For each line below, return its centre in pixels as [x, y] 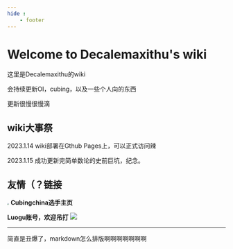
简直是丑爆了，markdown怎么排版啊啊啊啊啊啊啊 [77, 239]
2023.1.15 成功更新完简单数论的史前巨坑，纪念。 [76, 161]
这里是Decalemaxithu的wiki [46, 74]
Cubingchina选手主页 [41, 203]
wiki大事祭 [30, 128]
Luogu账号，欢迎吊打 [38, 217]
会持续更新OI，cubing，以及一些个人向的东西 [72, 89]
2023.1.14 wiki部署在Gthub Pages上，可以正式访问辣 [82, 146]
